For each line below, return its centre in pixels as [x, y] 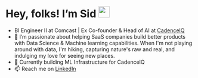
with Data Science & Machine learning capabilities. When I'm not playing [103, 43]
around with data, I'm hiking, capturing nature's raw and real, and [95, 49]
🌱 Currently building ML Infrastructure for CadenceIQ [80, 62]
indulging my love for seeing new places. [64, 55]
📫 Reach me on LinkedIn [45, 68]
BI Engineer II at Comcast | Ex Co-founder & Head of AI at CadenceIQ [100, 30]
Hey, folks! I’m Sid [51, 14]
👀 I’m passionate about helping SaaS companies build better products [100, 36]
